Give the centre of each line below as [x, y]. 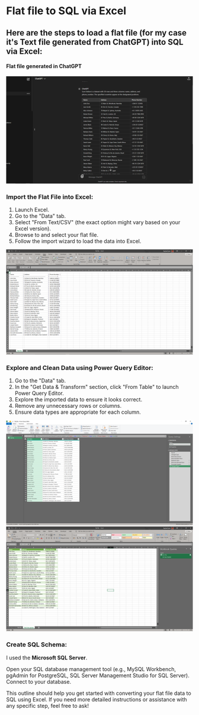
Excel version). [33, 228]
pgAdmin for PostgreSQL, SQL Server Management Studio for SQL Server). [98, 675]
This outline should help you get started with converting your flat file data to [99, 693]
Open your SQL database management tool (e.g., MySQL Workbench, [91, 669]
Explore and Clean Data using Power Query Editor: [80, 368]
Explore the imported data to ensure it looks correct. [78, 400]
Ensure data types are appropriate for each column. [78, 412]
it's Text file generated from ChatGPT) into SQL [95, 42]
